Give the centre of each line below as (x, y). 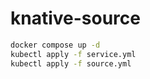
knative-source (75, 18)
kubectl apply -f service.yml (73, 54)
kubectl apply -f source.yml (71, 63)
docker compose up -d (55, 45)
